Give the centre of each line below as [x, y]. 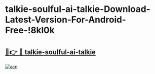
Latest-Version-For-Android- [66, 20]
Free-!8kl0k [30, 30]
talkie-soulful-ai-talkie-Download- [78, 9]
